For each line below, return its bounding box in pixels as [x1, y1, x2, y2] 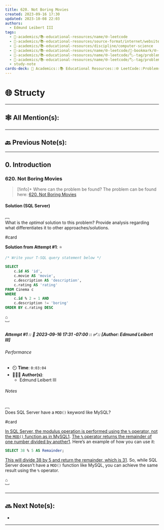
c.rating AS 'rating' [14, 282, 58, 287]
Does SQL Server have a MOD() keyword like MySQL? [5, 409, 111, 415]
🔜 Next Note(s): [5, 502, 55, 510]
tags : [5, 30, 16, 35]
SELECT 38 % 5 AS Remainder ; [5, 448, 64, 453]
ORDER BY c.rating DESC [5, 305, 54, 310]
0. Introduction [5, 160, 51, 169]
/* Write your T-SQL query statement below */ [5, 255, 102, 261]
